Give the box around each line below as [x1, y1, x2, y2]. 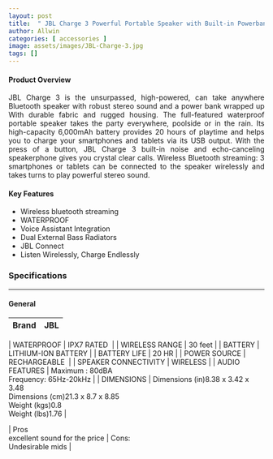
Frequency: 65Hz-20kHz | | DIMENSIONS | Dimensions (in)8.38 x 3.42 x [8, 374, 249, 384]
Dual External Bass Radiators [19, 233, 118, 242]
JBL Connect [19, 241, 64, 251]
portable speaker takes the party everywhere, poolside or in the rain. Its [8, 118, 265, 128]
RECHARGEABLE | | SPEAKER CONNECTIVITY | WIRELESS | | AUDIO [8, 357, 240, 367]
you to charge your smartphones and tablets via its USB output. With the [8, 135, 265, 146]
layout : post [8, 11, 53, 20]
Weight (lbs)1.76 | [8, 409, 67, 418]
